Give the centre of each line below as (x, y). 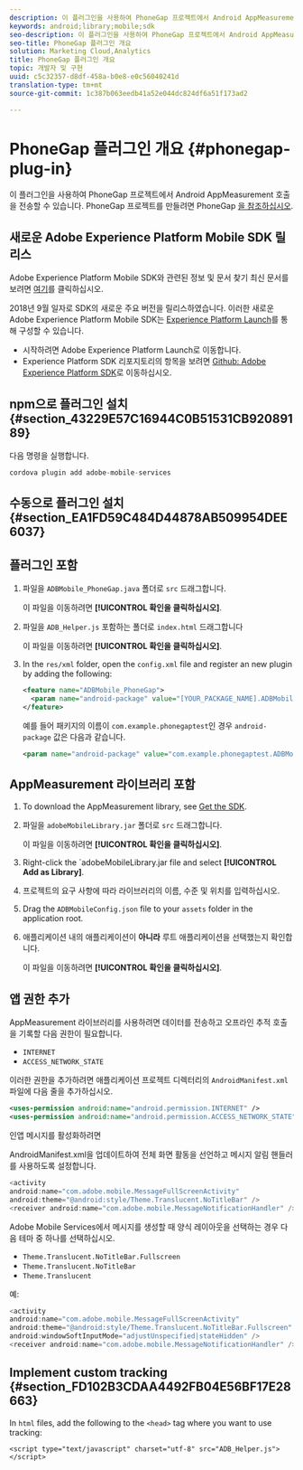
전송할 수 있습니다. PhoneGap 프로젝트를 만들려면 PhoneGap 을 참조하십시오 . (156, 206)
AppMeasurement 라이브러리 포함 (102, 784)
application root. (53, 919)
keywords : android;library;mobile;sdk (82, 26)
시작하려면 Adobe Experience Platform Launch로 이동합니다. (132, 350)
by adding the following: (67, 674)
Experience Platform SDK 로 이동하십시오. (97, 372)
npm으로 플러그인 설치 (69, 404)
